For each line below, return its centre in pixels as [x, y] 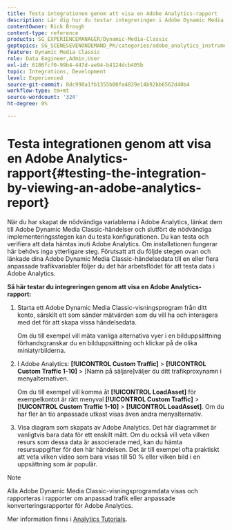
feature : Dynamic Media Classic [54, 53]
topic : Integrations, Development [57, 71]
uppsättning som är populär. [57, 464]
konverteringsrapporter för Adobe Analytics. [70, 505]
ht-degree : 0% [28, 104]
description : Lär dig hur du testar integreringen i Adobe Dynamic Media [116, 20]
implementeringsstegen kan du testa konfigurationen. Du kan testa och [108, 237]
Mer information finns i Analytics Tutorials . [67, 519]
